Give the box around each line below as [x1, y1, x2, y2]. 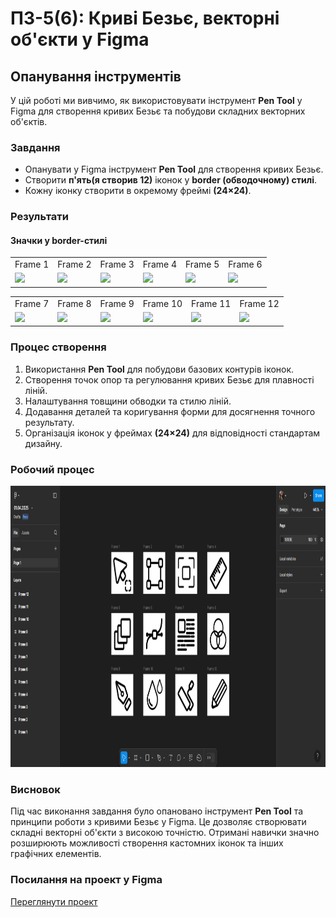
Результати [10, 210, 69, 224]
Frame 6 [228, 258, 263, 271]
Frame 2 [57, 258, 92, 271]
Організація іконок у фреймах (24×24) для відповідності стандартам [24, 427, 321, 439]
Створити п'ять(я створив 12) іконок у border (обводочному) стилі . [24, 174, 317, 186]
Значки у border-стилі [10, 234, 108, 246]
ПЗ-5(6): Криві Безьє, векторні [10, 7, 280, 30]
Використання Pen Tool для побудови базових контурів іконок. [24, 363, 295, 375]
